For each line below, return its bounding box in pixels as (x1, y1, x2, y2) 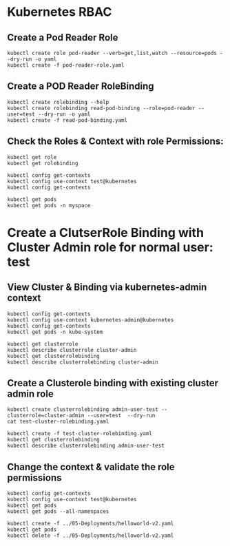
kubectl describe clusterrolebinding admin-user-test (7, 442, 165, 450)
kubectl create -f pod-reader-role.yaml (7, 62, 125, 69)
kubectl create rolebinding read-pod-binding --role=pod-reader (7, 105, 196, 112)
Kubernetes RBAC (7, 4, 112, 20)
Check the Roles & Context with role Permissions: (7, 136, 224, 147)
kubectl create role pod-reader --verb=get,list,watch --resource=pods (7, 50, 217, 56)
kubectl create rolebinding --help (7, 98, 109, 105)
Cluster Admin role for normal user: (7, 239, 213, 255)
